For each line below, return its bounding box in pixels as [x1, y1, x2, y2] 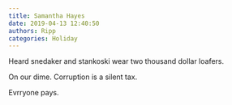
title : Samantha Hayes [8, 11, 85, 20]
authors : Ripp [8, 27, 57, 35]
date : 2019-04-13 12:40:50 [8, 19, 100, 27]
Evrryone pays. [8, 88, 59, 98]
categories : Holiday [8, 34, 79, 43]
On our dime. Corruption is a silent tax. [8, 72, 138, 82]
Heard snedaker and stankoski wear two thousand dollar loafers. [8, 57, 225, 66]
